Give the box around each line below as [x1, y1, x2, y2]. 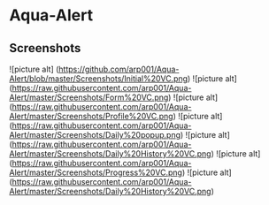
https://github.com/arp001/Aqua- [58, 64, 180, 74]
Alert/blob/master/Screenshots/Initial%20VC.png [9, 73, 188, 84]
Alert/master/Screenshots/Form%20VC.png [9, 92, 169, 102]
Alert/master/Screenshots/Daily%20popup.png [9, 130, 181, 140]
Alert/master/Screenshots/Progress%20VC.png [9, 167, 183, 178]
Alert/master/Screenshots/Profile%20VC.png [9, 111, 174, 121]
